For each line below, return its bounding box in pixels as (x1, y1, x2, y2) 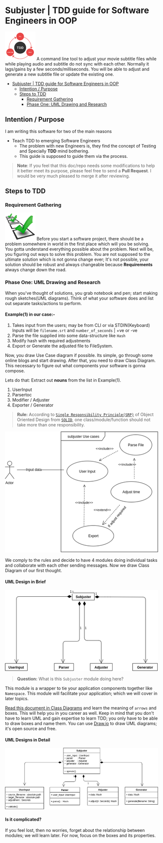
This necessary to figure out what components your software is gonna (5, 362, 146, 369)
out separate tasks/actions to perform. (5, 300, 82, 306)
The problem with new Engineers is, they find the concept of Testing (19, 143, 156, 149)
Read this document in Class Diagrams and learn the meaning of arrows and (5, 705, 157, 711)
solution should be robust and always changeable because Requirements (5, 262, 153, 268)
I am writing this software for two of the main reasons (5, 128, 112, 134)
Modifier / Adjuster (12, 397, 50, 403)
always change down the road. (5, 267, 67, 273)
